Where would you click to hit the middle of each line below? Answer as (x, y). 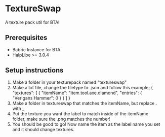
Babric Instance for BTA (36, 49)
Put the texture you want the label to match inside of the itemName (80, 113)
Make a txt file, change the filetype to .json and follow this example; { (82, 87)
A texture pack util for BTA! (32, 22)
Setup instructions (34, 70)
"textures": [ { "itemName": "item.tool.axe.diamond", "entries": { (77, 93)
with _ (18, 108)
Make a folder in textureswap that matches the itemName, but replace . (84, 103)
